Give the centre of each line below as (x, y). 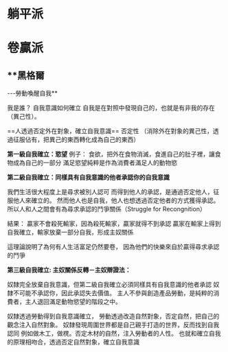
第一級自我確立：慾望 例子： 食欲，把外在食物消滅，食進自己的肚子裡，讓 (111, 154)
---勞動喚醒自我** (33, 93)
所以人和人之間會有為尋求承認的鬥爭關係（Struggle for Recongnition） (106, 209)
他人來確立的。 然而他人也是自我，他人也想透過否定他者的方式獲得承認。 (116, 200)
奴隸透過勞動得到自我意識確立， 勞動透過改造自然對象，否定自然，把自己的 (113, 316)
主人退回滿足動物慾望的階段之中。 (73, 302)
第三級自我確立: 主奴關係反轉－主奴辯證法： (69, 270)
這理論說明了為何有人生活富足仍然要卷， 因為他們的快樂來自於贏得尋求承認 (113, 247)
